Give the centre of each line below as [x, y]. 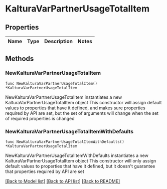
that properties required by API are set [45, 171]
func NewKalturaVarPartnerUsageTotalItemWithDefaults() [65, 142]
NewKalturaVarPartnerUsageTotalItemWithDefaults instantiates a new [77, 155]
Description [58, 41]
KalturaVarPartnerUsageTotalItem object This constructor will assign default [83, 102]
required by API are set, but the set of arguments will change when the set [82, 113]
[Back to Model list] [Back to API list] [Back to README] [63, 181]
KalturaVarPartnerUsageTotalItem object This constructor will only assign [81, 160]
